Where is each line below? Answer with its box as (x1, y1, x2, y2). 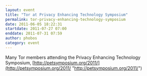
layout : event (5, 7, 35, 13)
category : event (5, 41, 40, 46)
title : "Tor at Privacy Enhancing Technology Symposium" (5, 12, 128, 17)
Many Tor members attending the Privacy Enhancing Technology (5, 54, 141, 60)
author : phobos (5, 36, 38, 41)
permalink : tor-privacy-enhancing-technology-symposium (5, 17, 126, 22)
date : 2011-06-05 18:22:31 (5, 21, 62, 27)
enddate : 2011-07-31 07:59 (5, 31, 62, 36)
